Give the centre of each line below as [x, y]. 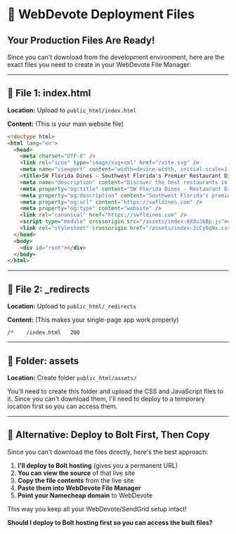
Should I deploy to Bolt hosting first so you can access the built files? [110, 522]
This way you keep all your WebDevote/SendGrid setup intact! [97, 509]
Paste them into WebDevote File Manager [79, 488]
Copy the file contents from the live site [76, 480]
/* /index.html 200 [44, 333]
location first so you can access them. [63, 406]
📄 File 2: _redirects [48, 289]
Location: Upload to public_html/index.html [72, 110]
